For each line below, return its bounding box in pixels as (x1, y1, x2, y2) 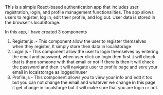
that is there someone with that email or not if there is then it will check (12, 59, 154, 64)
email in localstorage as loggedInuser (12, 69, 88, 75)
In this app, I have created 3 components (5, 29, 87, 34)
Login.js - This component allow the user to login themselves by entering (12, 48, 159, 54)
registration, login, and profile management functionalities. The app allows (5, 9, 154, 15)
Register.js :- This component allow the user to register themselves (12, 38, 146, 44)
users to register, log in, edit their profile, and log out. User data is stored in (5, 15, 156, 20)
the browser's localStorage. (5, 19, 61, 25)
